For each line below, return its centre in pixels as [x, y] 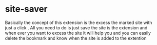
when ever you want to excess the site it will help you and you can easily [78, 33]
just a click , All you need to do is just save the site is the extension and [76, 27]
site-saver [26, 9]
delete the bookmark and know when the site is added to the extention [76, 38]
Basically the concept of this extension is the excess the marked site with [78, 22]
